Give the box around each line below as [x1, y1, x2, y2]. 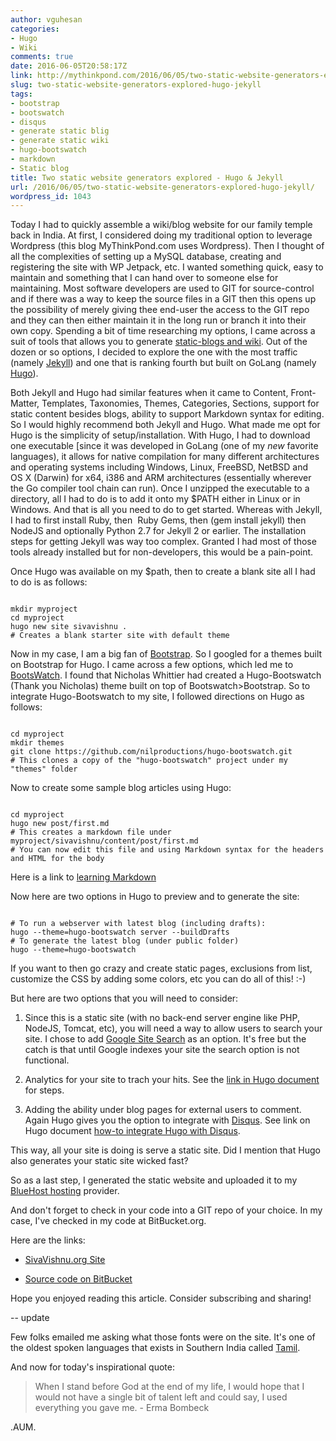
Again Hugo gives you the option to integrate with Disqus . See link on [24, 1114, 311, 1126]
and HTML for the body [10, 854, 105, 864]
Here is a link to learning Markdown [10, 871, 157, 883]
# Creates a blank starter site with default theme [10, 631, 230, 641]
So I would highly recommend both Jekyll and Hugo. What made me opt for [10, 419, 321, 431]
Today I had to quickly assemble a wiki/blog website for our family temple [10, 219, 313, 231]
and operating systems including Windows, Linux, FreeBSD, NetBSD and [10, 461, 309, 473]
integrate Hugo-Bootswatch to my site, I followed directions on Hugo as [10, 691, 305, 703]
